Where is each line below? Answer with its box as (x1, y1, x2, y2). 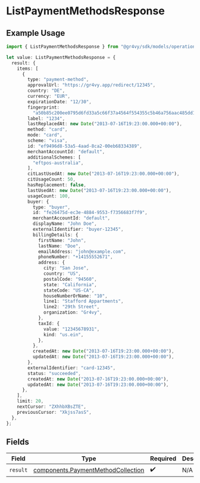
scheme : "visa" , (27, 138, 68, 144)
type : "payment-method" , (27, 76, 89, 83)
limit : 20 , (17, 398, 44, 404)
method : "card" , (27, 126, 68, 132)
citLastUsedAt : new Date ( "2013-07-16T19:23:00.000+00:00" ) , (27, 171, 180, 177)
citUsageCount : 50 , (27, 177, 76, 182)
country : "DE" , (27, 88, 65, 94)
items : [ (17, 66, 39, 72)
